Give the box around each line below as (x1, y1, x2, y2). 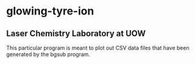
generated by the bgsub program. (6, 51, 91, 58)
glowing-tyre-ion (6, 4, 95, 18)
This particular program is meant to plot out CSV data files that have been (6, 44, 190, 51)
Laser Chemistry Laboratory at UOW (6, 28, 146, 39)
